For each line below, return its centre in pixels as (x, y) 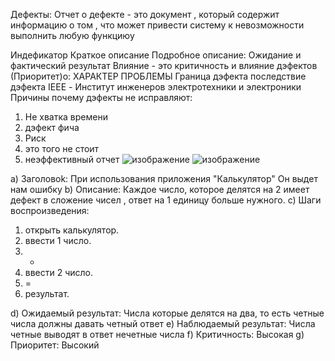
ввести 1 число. (58, 240)
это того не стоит (62, 148)
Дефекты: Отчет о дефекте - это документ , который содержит (145, 14)
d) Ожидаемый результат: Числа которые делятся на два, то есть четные (167, 313)
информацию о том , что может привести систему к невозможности (157, 25)
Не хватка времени (66, 117)
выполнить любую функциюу (72, 35)
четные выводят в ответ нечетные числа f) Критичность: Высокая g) (157, 334)
